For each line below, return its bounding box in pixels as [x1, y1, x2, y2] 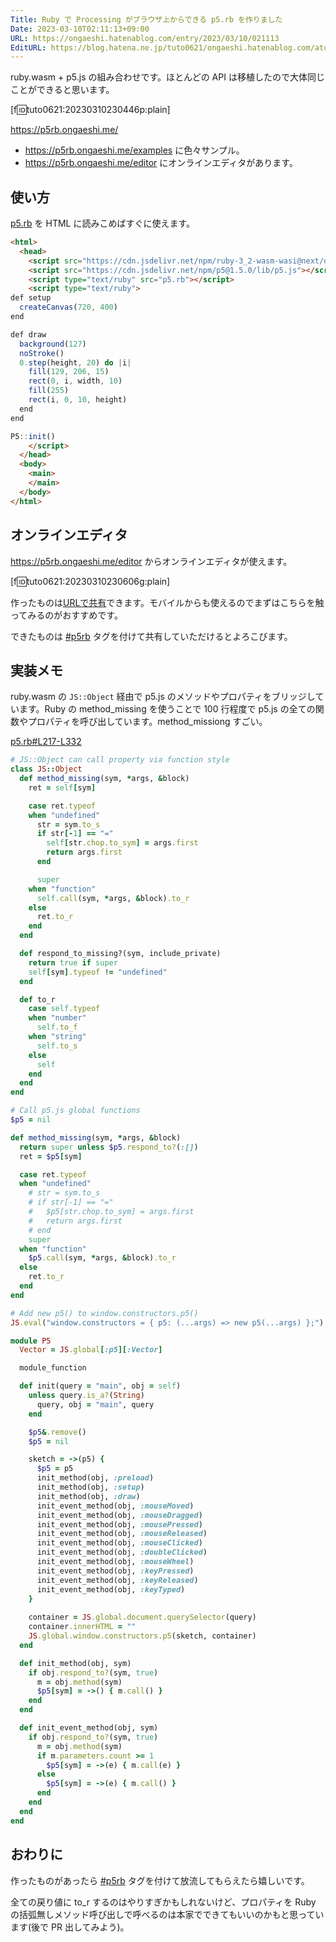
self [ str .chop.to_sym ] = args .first [46, 838, 199, 848]
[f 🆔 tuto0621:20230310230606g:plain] [10, 575, 171, 587]
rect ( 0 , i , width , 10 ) [28, 376, 123, 386]
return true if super [28, 957, 118, 968]
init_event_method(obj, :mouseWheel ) [36, 1557, 195, 1567]
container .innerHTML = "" [28, 1622, 137, 1632]
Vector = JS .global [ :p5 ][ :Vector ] [19, 1345, 163, 1355]
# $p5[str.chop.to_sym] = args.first [28, 1207, 195, 1217]
